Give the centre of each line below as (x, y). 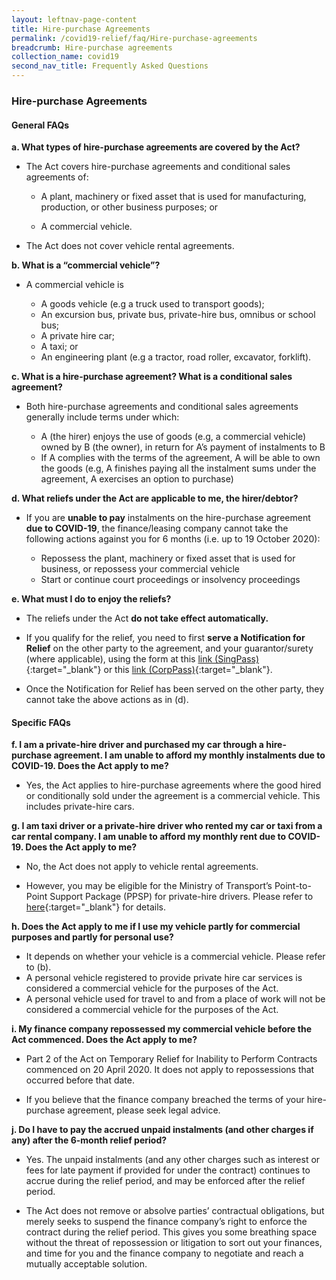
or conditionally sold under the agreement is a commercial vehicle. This (173, 796)
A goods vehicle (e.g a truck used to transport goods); (152, 304)
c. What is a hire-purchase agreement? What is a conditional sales (152, 377)
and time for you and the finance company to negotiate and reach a (164, 1253)
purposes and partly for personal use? (92, 937)
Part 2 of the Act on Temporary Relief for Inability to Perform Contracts (171, 1059)
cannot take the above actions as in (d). (107, 700)
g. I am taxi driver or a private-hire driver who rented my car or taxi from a (167, 826)
